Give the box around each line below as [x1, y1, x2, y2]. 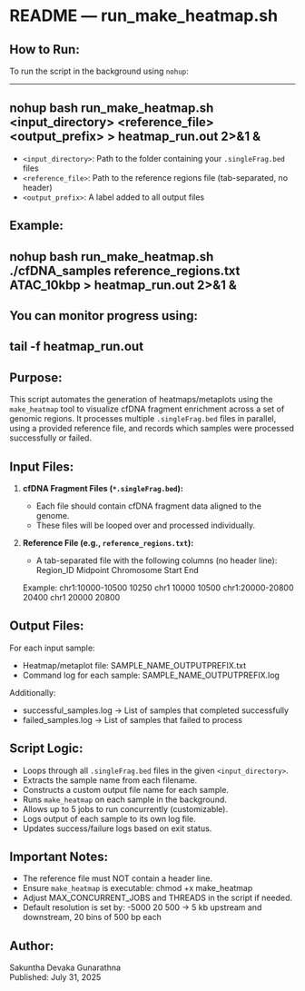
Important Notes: [9, 849, 109, 865]
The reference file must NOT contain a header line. [22, 873, 213, 884]
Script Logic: [9, 741, 84, 757]
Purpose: [9, 370, 63, 385]
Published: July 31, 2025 [9, 972, 102, 983]
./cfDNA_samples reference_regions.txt [9, 263, 241, 278]
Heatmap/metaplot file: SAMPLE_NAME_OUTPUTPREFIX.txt [22, 659, 247, 670]
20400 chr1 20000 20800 [22, 592, 121, 602]
